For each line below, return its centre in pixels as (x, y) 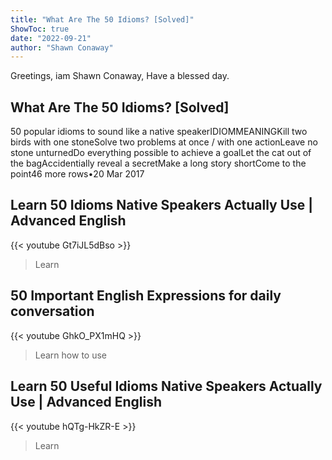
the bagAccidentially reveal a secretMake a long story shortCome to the (158, 163)
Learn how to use (70, 355)
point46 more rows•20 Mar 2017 (77, 174)
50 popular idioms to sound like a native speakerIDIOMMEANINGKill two (159, 132)
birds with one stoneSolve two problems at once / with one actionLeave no (164, 142)
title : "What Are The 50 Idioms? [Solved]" (102, 19)
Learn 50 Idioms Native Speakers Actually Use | (162, 205)
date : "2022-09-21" (51, 38)
